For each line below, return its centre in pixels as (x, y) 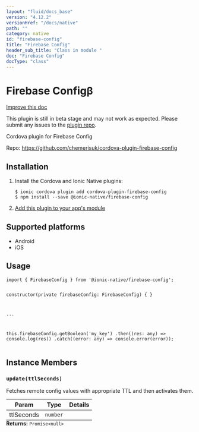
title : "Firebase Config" (38, 45)
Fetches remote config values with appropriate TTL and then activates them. (100, 391)
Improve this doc (27, 107)
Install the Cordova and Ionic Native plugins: (69, 181)
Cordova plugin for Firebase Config (49, 137)
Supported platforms (45, 227)
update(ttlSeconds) (34, 379)
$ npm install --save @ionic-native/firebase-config (81, 197)
